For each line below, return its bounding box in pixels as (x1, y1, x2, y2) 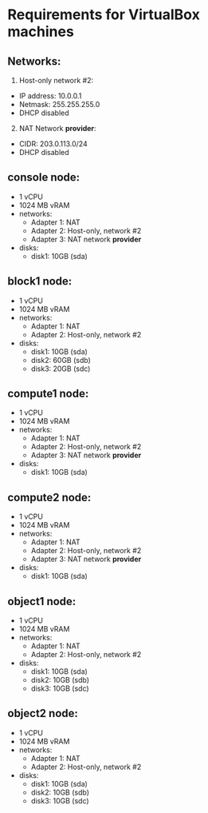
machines (7, 22, 75, 41)
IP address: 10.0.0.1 (18, 91, 82, 101)
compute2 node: (7, 490, 92, 504)
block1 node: (7, 274, 73, 289)
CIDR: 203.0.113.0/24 (18, 139, 88, 149)
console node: (7, 170, 80, 185)
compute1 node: (7, 387, 89, 401)
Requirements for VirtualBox (7, 6, 200, 24)
